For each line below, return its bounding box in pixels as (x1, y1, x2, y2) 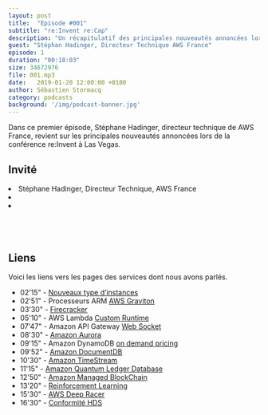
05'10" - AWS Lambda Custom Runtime (19, 313, 149, 323)
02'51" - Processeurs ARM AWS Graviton (19, 296, 156, 306)
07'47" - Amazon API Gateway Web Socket (19, 322, 162, 331)
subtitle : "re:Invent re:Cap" (8, 26, 109, 34)
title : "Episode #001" (8, 19, 88, 27)
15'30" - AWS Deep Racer (19, 389, 105, 399)
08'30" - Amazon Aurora (19, 330, 102, 340)
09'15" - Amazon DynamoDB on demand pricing (19, 338, 179, 348)
